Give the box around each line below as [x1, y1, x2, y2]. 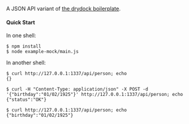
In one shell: [6, 32, 36, 39]
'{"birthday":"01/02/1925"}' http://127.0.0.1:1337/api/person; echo [6, 92, 184, 98]
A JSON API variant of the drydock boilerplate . [6, 5, 121, 12]
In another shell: [6, 59, 46, 66]
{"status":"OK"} [6, 97, 47, 103]
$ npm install [6, 44, 42, 49]
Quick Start [6, 18, 35, 26]
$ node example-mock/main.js [6, 49, 79, 55]
